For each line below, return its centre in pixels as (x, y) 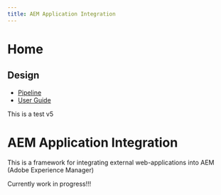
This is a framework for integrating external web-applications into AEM (111, 162)
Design (23, 75)
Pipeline (29, 93)
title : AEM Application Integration (61, 14)
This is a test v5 (31, 114)
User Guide (34, 100)
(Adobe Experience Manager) (51, 170)
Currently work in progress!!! (49, 184)
